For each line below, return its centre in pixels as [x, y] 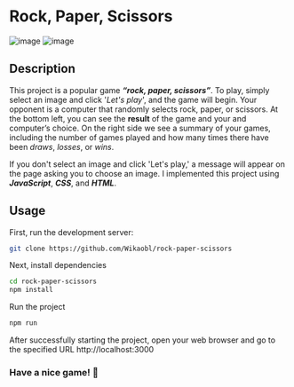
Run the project [37, 307]
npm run [24, 323]
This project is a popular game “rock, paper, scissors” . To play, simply [139, 90]
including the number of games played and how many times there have [139, 137]
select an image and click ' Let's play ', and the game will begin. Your [133, 99]
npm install [31, 290]
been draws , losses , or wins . [62, 146]
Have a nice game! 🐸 [54, 372]
